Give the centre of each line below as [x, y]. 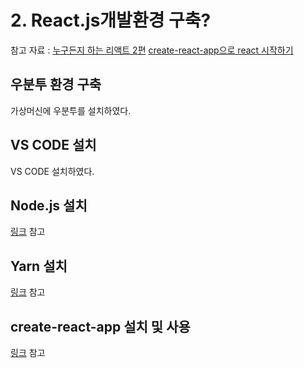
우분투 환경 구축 [56, 84]
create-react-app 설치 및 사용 [100, 326]
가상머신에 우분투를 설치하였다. [71, 110]
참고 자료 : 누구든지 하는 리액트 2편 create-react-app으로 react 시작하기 [152, 50]
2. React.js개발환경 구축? [111, 20]
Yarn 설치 [39, 266]
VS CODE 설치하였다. [52, 171]
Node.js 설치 [49, 205]
